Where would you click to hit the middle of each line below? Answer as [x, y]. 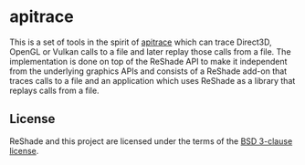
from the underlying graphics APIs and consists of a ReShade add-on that [148, 71]
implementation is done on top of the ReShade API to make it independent [148, 61]
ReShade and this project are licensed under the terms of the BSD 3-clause [151, 141]
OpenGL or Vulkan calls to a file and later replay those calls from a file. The [150, 51]
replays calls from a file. [54, 90]
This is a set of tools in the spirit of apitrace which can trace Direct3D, [141, 42]
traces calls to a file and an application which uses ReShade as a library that [152, 80]
